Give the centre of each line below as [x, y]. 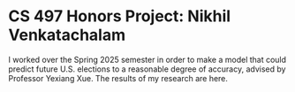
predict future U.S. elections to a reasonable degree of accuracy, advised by [147, 69]
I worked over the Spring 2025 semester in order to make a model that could [147, 59]
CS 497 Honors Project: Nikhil [120, 16]
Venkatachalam [67, 35]
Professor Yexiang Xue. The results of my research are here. [118, 78]
